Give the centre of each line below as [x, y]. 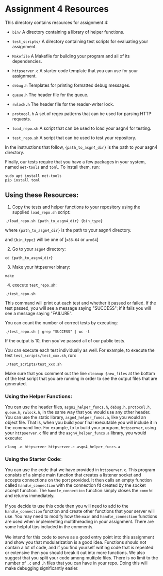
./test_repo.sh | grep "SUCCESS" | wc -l [48, 332]
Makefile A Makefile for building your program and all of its [71, 56]
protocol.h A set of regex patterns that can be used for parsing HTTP [82, 114]
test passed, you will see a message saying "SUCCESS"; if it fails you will [78, 308]
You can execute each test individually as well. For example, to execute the [80, 350]
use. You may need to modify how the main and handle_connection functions [81, 516]
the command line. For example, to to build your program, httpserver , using [81, 428]
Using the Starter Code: [33, 459]
